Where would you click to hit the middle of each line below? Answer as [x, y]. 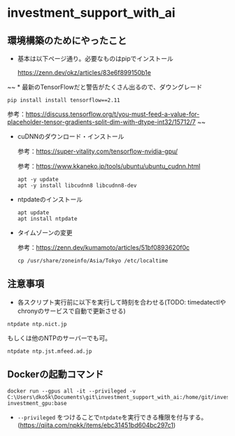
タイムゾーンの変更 [45, 233]
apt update [33, 213]
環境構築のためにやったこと [67, 40]
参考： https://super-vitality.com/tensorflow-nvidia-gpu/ [98, 151]
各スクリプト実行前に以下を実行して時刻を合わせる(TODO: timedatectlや [121, 302]
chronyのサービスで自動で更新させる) [71, 311]
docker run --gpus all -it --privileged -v [72, 391]
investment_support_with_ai [92, 13]
